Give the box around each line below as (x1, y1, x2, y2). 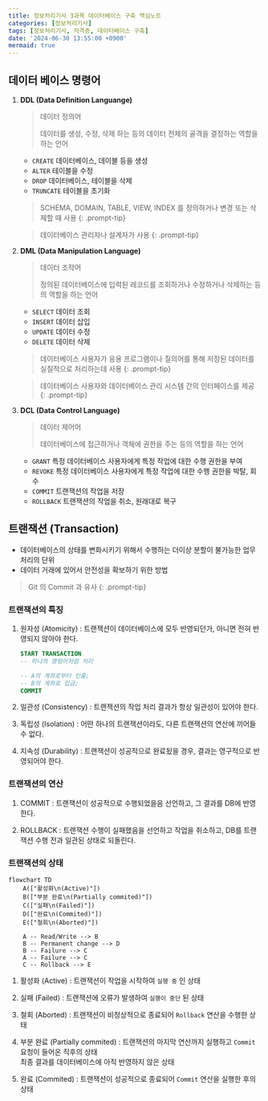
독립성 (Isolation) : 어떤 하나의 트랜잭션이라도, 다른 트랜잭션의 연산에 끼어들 (19, 719, 257, 729)
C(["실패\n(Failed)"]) (22, 902, 95, 910)
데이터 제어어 (39, 422, 82, 432)
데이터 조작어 (39, 262, 82, 272)
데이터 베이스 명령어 (8, 73, 101, 87)
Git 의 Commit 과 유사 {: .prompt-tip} (27, 582, 147, 591)
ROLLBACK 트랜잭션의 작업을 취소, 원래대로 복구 (31, 496, 177, 506)
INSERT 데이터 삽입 (31, 316, 91, 326)
